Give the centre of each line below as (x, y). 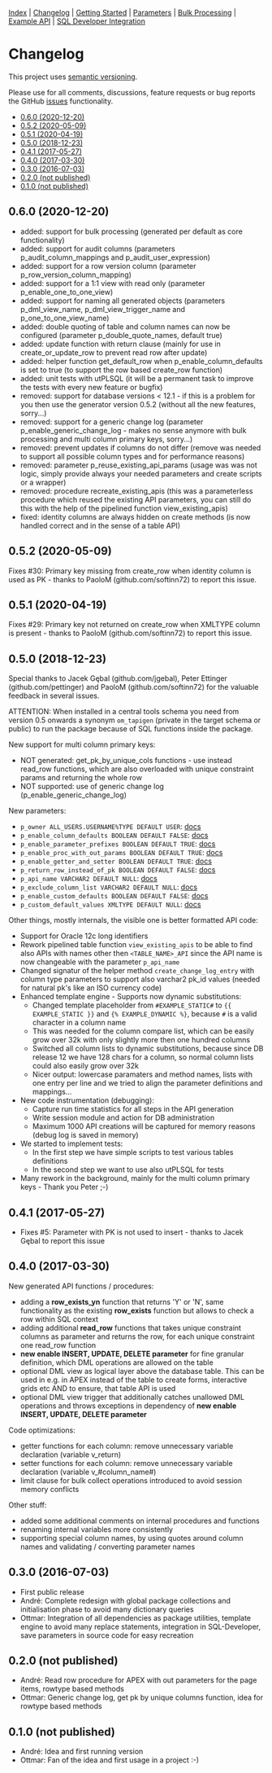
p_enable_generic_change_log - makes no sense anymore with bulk (133, 430)
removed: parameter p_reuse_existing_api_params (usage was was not (138, 465)
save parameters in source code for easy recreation (107, 1635)
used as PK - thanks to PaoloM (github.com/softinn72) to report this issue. (133, 579)
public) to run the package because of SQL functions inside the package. (131, 729)
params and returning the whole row (81, 778)
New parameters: (37, 811)
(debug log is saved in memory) (86, 1135)
